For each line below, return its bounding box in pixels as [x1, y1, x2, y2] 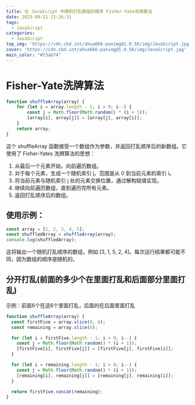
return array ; [16, 126, 51, 131]
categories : [6, 30, 35, 36]
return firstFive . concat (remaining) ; [11, 389, 103, 394]
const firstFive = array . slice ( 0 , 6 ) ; [11, 319, 106, 325]
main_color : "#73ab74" [6, 52, 61, 58]
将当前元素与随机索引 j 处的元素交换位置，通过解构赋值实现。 [14, 176, 162, 184]
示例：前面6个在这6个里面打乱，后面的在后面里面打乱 [6, 302, 135, 309]
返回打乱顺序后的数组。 [14, 191, 71, 199]
